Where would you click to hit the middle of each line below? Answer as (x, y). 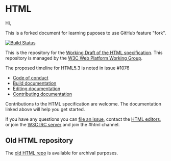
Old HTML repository (39, 141)
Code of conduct (30, 77)
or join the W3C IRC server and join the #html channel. (63, 124)
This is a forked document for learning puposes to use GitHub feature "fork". (86, 33)
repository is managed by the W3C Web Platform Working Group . (74, 58)
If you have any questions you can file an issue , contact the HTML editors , (83, 119)
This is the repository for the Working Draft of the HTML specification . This (84, 52)
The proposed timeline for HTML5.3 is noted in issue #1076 (67, 68)
